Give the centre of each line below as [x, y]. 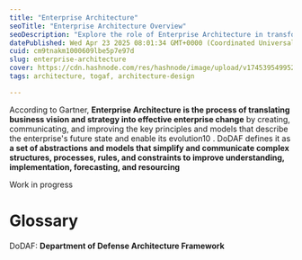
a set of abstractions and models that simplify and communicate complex [149, 148]
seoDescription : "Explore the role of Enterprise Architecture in [136, 34]
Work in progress [41, 184]
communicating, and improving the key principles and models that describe [149, 129]
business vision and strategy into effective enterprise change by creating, [150, 119]
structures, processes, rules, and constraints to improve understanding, [147, 157]
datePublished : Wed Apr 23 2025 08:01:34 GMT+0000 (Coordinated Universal [152, 43]
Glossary [44, 220]
